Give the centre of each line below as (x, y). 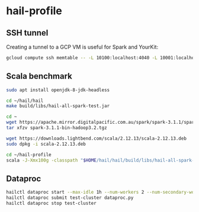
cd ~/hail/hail (25, 101)
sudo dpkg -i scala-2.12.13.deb (46, 144)
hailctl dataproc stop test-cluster (51, 203)
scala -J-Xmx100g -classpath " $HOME (51, 160)
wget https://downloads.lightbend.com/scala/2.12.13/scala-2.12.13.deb (96, 138)
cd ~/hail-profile (29, 155)
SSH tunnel (27, 33)
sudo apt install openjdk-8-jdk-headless (58, 90)
